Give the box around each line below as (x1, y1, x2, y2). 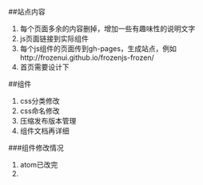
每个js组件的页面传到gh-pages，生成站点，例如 (19, 44, 177, 53)
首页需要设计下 (19, 62, 70, 72)
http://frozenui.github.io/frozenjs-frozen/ (19, 53, 154, 62)
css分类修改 (19, 96, 60, 105)
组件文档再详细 (19, 126, 70, 136)
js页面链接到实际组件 (19, 34, 90, 43)
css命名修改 (19, 106, 60, 116)
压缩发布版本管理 (19, 116, 77, 125)
